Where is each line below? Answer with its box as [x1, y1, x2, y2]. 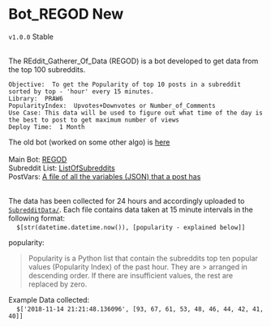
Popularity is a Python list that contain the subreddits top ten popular [28, 253, 258, 263]
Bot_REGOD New [8, 5, 124, 24]
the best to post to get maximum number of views [8, 115, 180, 124]
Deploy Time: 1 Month [8, 123, 85, 131]
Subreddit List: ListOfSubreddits [8, 163, 115, 173]
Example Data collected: [8, 295, 90, 304]
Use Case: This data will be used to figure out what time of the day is [8, 109, 264, 117]
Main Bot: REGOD [8, 154, 67, 164]
